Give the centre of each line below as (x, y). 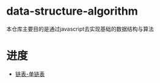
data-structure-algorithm (72, 11)
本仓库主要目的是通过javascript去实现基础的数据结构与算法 (80, 29)
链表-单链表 (30, 74)
